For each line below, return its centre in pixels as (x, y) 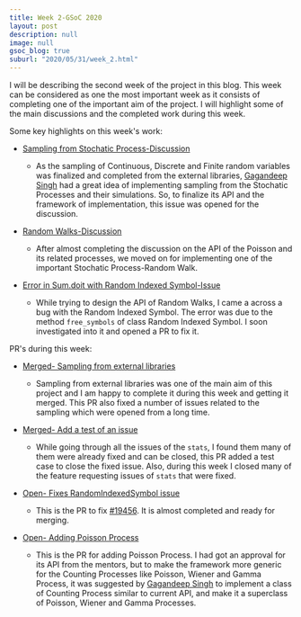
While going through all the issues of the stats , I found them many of (164, 447)
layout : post (34, 26)
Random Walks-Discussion (72, 231)
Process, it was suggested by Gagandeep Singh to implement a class (164, 584)
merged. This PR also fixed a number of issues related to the (148, 402)
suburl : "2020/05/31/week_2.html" (74, 59)
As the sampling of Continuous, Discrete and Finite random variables (163, 166)
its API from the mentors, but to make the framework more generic (159, 564)
